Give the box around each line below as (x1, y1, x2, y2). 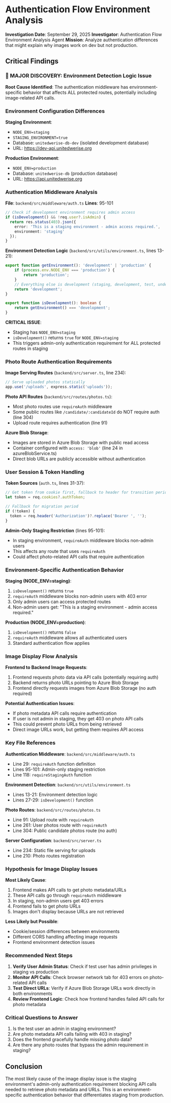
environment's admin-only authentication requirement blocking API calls (5, 1081, 157, 1087)
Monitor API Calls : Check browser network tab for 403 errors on (12, 974, 149, 981)
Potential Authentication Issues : (5, 700, 75, 707)
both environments (12, 991, 52, 997)
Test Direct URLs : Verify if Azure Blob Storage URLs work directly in (12, 985, 156, 991)
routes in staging (12, 345, 48, 352)
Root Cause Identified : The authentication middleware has (5, 84, 129, 90)
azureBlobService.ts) (12, 450, 57, 457)
